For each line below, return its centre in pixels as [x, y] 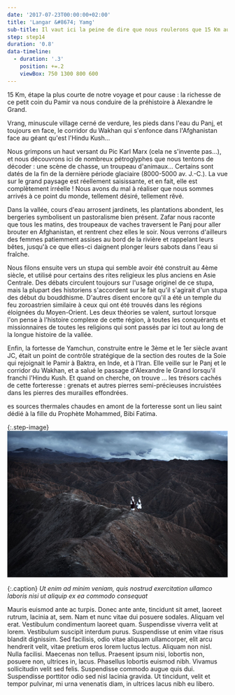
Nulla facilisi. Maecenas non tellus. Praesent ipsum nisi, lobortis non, [106, 654]
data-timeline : [29, 52]
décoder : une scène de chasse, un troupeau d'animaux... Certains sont [111, 166]
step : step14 [26, 37]
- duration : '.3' [39, 59]
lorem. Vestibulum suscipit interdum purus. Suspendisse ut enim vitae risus [115, 632]
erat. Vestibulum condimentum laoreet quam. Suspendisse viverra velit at [113, 624]
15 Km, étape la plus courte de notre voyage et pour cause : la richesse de [114, 94]
